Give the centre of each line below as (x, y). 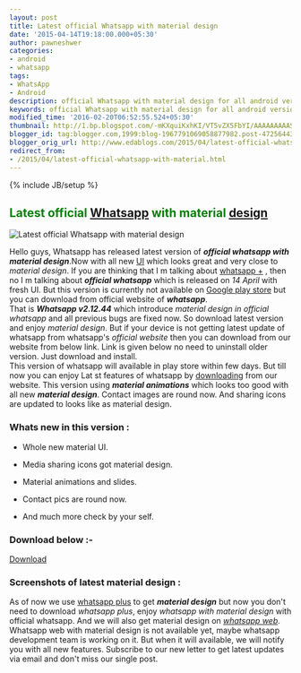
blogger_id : (31, 134)
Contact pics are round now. (74, 499)
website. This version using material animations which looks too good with (149, 385)
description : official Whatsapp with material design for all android (144, 101)
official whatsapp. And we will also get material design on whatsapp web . (145, 621)
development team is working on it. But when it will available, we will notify (147, 640)
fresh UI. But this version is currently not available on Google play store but (148, 290)
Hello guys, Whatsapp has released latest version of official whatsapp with (149, 252)
